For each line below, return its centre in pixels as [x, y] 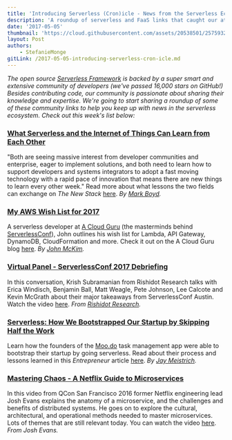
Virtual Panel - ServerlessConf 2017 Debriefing [88, 267]
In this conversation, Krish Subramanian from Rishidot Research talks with [112, 282]
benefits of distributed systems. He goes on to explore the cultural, [103, 408]
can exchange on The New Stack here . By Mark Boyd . [84, 194]
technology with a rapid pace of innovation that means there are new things [115, 179]
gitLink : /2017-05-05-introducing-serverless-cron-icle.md [94, 59]
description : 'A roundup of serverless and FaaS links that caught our [112, 20]
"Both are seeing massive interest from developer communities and [103, 157]
